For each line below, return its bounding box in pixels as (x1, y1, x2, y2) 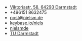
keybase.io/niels (9, 20, 43, 26)
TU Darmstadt (9, 31, 39, 36)
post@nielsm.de (9, 15, 43, 20)
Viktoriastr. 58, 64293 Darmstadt (9, 4, 77, 10)
